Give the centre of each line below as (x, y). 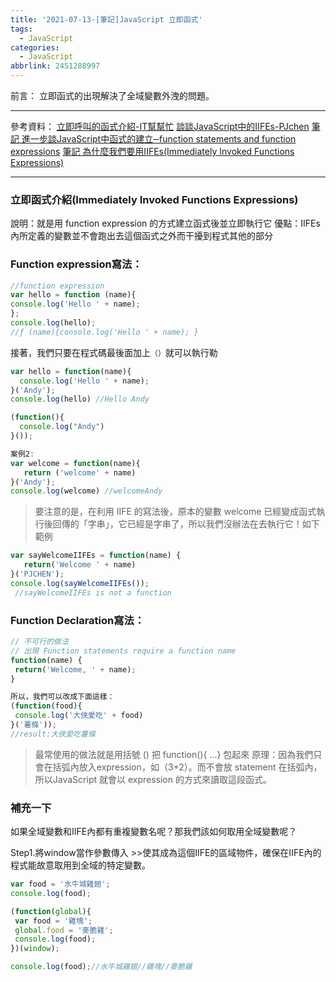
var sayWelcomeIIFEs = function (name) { (96, 556)
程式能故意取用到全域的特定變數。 (80, 865)
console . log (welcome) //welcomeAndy (86, 491)
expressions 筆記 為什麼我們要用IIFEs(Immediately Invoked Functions (152, 151)
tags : (21, 29)
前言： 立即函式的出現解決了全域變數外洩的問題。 (112, 95)
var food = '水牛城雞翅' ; (60, 884)
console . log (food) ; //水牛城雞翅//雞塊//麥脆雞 (101, 967)
